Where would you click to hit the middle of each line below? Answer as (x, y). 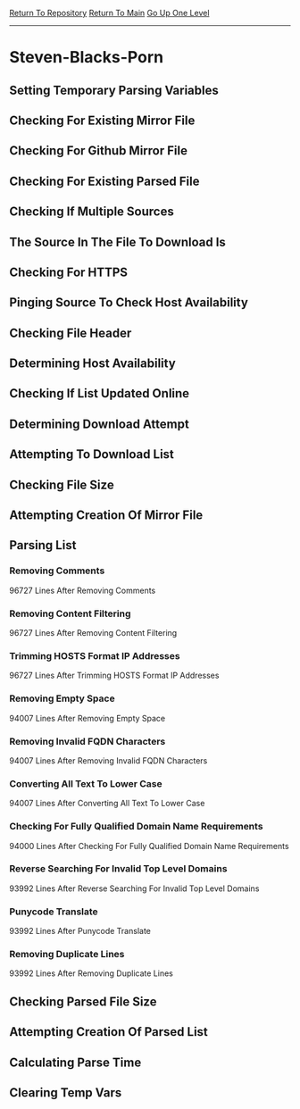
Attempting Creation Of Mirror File (106, 516)
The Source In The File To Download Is (117, 242)
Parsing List (43, 545)
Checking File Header (71, 333)
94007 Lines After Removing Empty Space (87, 718)
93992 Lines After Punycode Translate (80, 931)
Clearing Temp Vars (66, 1092)
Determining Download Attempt (99, 424)
